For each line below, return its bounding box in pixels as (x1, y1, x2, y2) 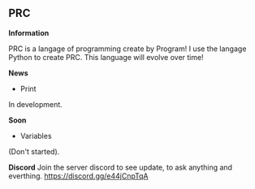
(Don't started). (8, 146, 60, 157)
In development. (8, 99, 63, 109)
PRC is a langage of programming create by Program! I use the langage (8, 44, 247, 54)
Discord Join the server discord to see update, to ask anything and (8, 162, 233, 172)
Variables (19, 131, 52, 140)
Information (8, 28, 50, 37)
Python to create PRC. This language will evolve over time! (8, 52, 205, 62)
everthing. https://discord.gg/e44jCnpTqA (8, 170, 149, 181)
